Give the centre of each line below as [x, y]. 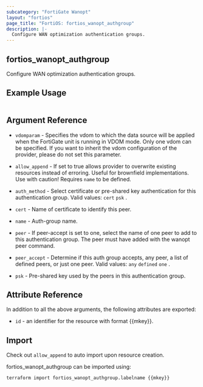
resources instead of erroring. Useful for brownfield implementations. [102, 173]
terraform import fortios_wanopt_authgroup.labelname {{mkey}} [88, 378]
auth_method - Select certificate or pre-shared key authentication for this [105, 191]
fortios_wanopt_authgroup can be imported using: [69, 367]
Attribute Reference [45, 295]
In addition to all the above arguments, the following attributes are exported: [101, 309]
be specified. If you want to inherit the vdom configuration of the [96, 148]
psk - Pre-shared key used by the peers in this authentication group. [100, 276]
